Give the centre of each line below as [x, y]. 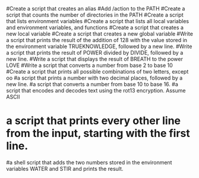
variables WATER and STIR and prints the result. [65, 169]
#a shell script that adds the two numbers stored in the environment [89, 162]
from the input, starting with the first [98, 133]
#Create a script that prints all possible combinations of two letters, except [97, 71]
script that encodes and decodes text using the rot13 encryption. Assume [96, 90]
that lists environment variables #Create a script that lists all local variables [97, 21]
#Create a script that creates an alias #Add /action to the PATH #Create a [96, 9]
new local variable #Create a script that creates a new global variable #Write [99, 34]
